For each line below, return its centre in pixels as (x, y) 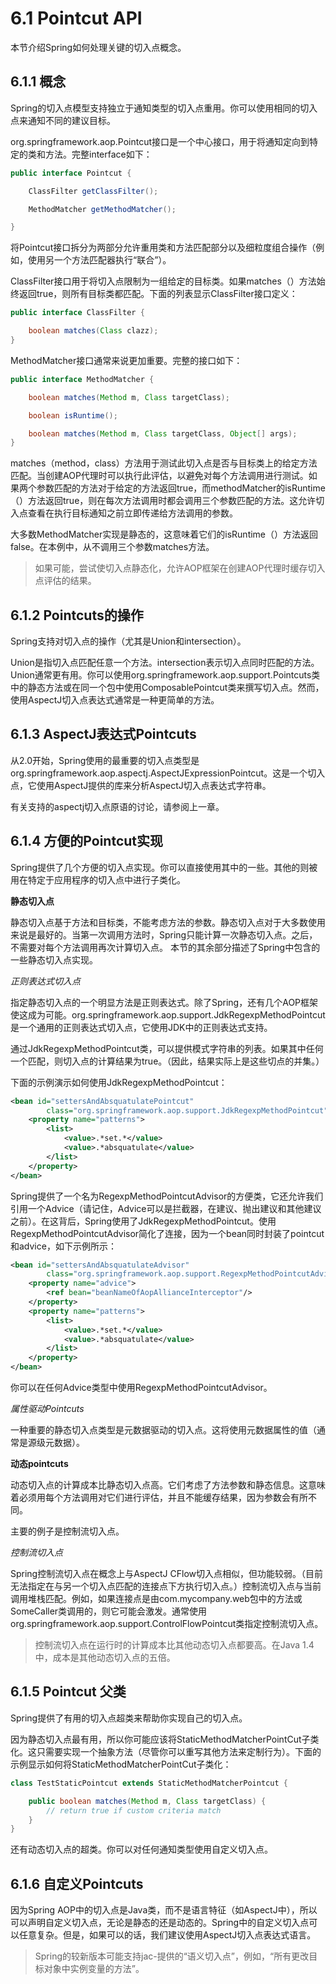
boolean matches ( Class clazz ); (93, 331)
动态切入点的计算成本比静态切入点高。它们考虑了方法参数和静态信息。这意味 (168, 1485)
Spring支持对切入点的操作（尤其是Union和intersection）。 (128, 641)
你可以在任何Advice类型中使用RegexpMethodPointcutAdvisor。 (141, 1388)
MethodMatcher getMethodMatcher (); (102, 209)
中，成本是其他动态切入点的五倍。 (105, 1658)
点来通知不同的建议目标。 (63, 120)
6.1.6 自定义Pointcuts (77, 1883)
